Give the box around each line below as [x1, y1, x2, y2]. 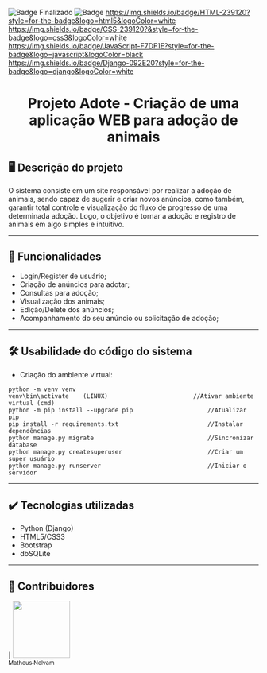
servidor [8, 469, 37, 477]
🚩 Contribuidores [8, 579, 95, 593]
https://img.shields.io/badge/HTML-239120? [105, 8, 250, 17]
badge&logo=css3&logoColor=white [8, 33, 127, 42]
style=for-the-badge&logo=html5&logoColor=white [8, 16, 176, 25]
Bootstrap [19, 540, 52, 550]
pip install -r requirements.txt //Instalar [8, 420, 244, 428]
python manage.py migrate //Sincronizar [8, 434, 254, 442]
